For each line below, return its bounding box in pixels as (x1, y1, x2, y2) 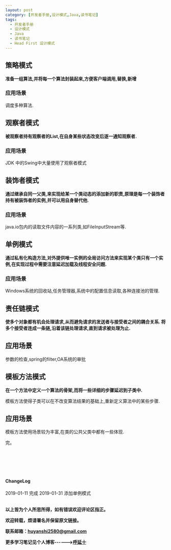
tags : (5, 17, 17, 22)
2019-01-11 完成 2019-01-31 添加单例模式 (5, 490, 91, 496)
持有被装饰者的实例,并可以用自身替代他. (5, 197, 89, 203)
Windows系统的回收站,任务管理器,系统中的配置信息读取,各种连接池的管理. (5, 288, 160, 294)
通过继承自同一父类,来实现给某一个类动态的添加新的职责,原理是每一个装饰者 (5, 190, 165, 197)
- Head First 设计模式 (10, 41, 55, 46)
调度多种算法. (5, 102, 34, 108)
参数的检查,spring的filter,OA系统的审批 (5, 356, 86, 362)
